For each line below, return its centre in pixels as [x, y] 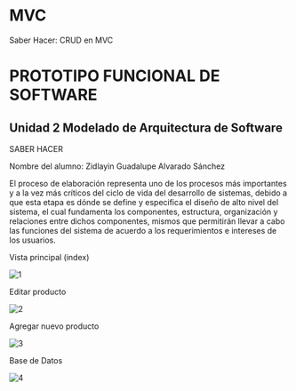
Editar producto [38, 291]
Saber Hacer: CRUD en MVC [61, 40]
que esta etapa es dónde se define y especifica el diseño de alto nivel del [144, 202]
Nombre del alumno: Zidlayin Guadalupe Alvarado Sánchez [117, 166]
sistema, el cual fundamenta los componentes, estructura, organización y [144, 211]
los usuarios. [32, 240]
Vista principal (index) [49, 257]
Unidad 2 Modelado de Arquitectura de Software [146, 128]
